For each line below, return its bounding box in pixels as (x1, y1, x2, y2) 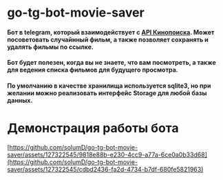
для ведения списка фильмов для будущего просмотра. (7, 66, 178, 74)
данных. (7, 96, 33, 104)
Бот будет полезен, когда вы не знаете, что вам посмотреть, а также (7, 59, 217, 67)
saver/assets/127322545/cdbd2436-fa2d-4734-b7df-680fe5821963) (7, 165, 204, 173)
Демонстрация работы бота (7, 121, 179, 136)
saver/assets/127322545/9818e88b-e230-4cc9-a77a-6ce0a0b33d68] (7, 150, 208, 159)
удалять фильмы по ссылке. (7, 43, 94, 51)
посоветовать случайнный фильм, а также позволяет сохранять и (7, 35, 209, 43)
